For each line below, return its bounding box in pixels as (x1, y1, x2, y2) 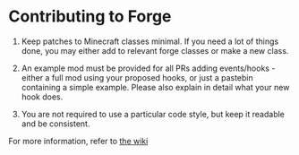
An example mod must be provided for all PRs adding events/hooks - (21, 63, 276, 73)
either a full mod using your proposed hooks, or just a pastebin (21, 72, 253, 82)
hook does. (21, 91, 64, 102)
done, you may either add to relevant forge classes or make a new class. (21, 45, 289, 56)
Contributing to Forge (8, 6, 172, 27)
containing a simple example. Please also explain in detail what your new (21, 82, 290, 92)
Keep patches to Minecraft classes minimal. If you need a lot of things (21, 36, 279, 47)
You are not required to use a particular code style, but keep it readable (21, 108, 286, 119)
